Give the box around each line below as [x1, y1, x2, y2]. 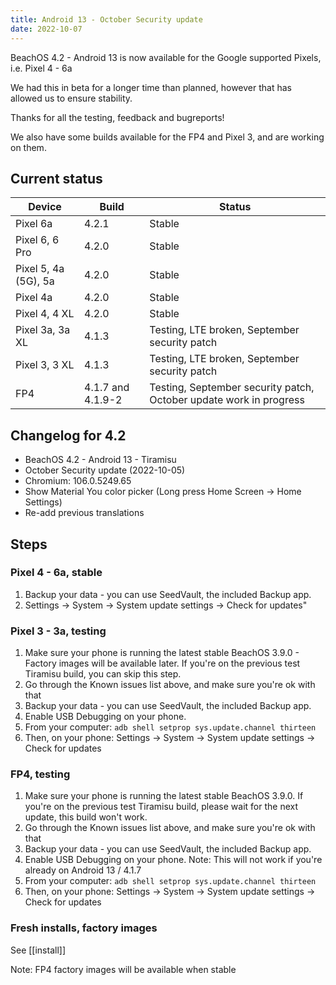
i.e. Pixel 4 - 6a [10, 62, 73, 74]
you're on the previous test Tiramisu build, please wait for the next [24, 801, 299, 813]
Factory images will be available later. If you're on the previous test [24, 657, 301, 670]
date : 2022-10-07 [10, 24, 83, 34]
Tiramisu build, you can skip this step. [24, 668, 182, 680]
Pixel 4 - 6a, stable [10, 566, 103, 580]
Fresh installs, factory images [10, 921, 158, 935]
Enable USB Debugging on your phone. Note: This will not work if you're [24, 854, 323, 866]
